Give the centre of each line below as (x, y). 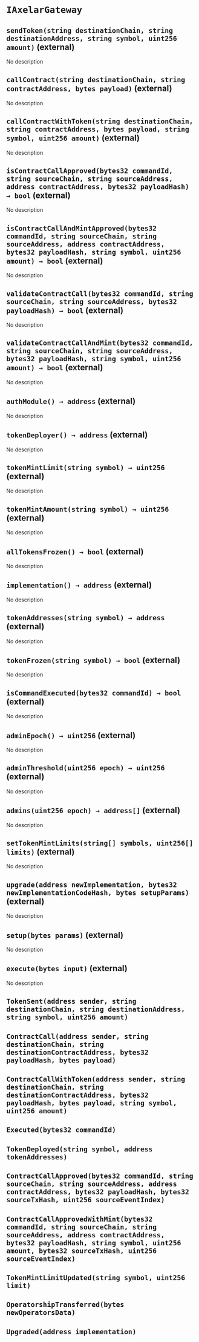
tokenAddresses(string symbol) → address (86, 618)
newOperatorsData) (41, 1313)
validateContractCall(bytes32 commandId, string (100, 293)
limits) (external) (41, 852)
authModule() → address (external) (71, 401)
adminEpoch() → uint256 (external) (71, 735)
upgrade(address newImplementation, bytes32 (92, 885)
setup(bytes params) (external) (65, 935)
